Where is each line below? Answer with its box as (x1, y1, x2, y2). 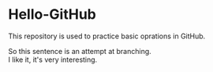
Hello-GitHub (8, 5, 96, 23)
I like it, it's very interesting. (8, 55, 98, 64)
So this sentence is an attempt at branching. (8, 46, 151, 56)
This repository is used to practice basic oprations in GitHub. (8, 31, 206, 41)
